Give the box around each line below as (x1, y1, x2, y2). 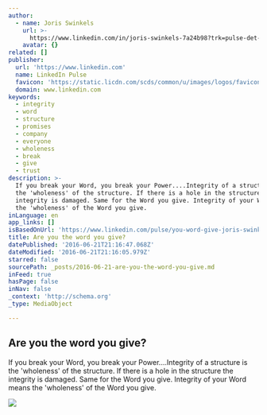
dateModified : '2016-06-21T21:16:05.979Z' (8, 248, 151, 256)
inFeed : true (8, 270, 52, 278)
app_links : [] (8, 219, 56, 227)
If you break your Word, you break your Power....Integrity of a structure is (8, 357, 248, 367)
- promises (15, 122, 52, 130)
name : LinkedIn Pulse (15, 71, 87, 79)
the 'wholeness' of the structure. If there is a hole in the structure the (8, 366, 234, 375)
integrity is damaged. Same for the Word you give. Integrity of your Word (8, 374, 247, 384)
